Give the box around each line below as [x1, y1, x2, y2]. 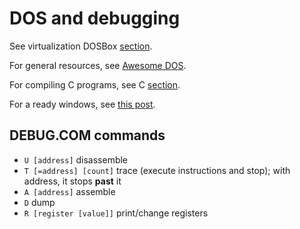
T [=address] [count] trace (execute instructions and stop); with [23, 164, 291, 176]
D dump [23, 196, 56, 208]
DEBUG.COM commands [9, 127, 166, 144]
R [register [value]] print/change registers [23, 207, 209, 219]
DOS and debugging [9, 7, 181, 30]
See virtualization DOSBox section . [9, 40, 153, 52]
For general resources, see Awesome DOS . [9, 59, 187, 71]
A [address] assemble [23, 185, 116, 197]
